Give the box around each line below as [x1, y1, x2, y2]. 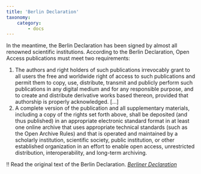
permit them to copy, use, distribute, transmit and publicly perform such [14, 79, 193, 86]
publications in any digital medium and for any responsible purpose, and [14, 85, 194, 93]
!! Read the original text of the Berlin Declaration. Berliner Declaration [6, 161, 177, 168]
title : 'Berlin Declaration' [6, 8, 79, 15]
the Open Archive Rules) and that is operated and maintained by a [14, 130, 178, 137]
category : [17, 20, 42, 26]
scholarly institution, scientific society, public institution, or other [14, 136, 175, 144]
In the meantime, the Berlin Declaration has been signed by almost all [6, 42, 178, 49]
